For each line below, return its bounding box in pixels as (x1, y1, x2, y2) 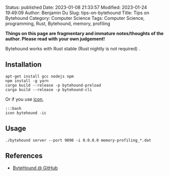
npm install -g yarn (5, 78, 49, 83)
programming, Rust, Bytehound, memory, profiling (5, 20, 110, 26)
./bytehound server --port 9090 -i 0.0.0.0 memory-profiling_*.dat (5, 137, 152, 143)
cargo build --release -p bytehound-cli (5, 87, 93, 92)
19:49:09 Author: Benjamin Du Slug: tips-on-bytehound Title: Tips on (5, 10, 149, 16)
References (5, 152, 43, 160)
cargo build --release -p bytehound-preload (5, 82, 101, 88)
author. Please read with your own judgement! (5, 36, 105, 42)
